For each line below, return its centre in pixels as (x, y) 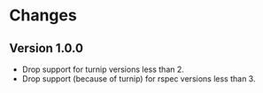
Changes (43, 15)
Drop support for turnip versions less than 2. (103, 69)
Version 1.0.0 (46, 48)
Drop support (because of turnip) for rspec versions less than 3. (139, 79)
